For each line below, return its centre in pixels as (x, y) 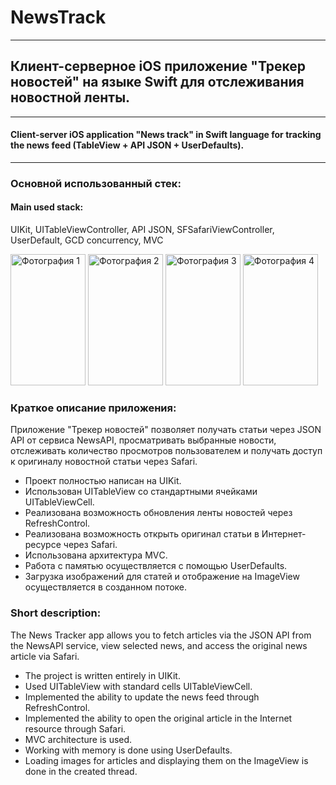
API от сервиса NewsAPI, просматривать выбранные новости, (143, 440)
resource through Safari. (75, 728)
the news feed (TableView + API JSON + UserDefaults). (127, 145)
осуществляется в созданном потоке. (106, 587)
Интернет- (284, 534)
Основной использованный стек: (96, 183)
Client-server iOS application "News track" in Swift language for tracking (166, 135)
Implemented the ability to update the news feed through (142, 697)
